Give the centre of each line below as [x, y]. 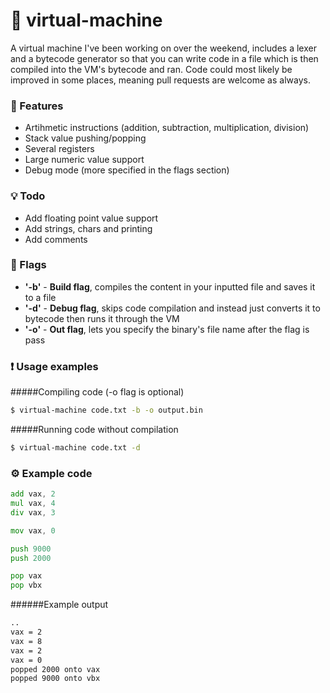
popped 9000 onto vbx [55, 679]
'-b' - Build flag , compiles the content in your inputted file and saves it [170, 286]
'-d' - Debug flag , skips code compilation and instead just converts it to [172, 308]
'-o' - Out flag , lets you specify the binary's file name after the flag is [167, 329]
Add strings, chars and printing [88, 228]
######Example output [59, 605]
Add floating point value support [91, 218]
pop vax [26, 576]
